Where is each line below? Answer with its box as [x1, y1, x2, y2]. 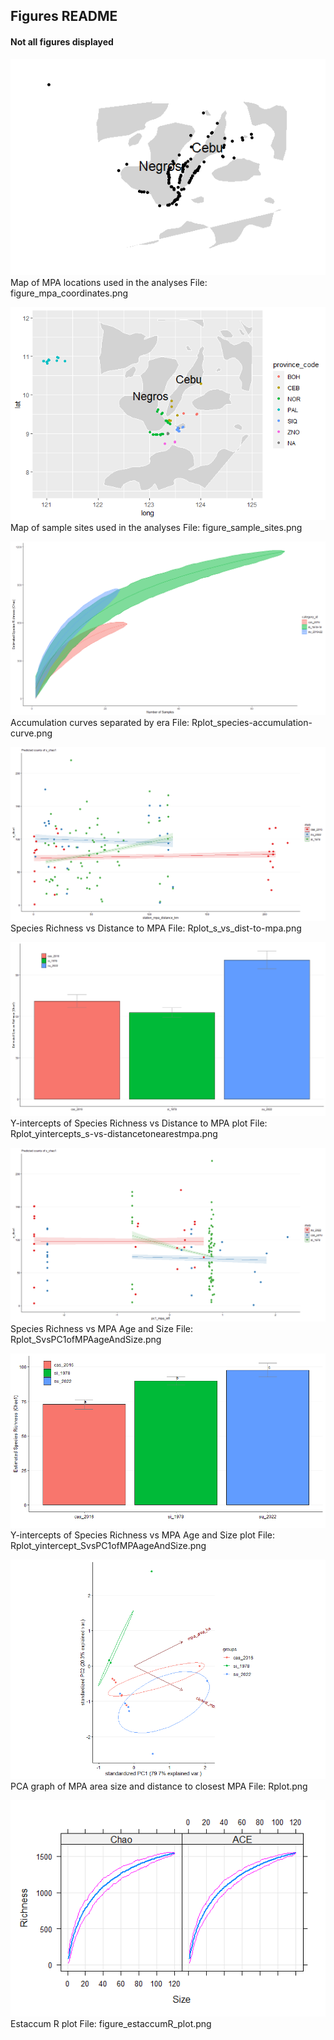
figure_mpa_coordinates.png [10, 287, 129, 299]
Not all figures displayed [10, 35, 114, 48]
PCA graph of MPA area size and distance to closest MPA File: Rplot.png [10, 1780, 308, 1793]
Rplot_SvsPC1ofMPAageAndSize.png [10, 1334, 162, 1346]
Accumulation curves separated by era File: [10, 716, 190, 728]
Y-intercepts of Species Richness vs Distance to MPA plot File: [10, 1117, 268, 1129]
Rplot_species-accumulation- [191, 716, 313, 728]
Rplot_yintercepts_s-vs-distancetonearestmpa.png [10, 1128, 218, 1140]
